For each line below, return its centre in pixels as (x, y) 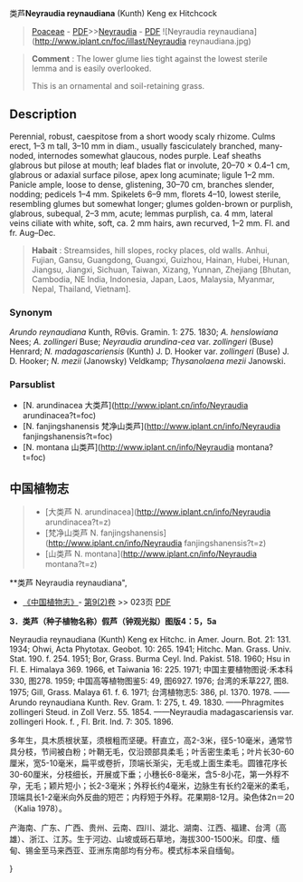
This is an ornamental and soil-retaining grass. (118, 86)
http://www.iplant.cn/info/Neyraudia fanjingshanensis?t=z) (157, 544)
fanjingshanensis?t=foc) (67, 436)
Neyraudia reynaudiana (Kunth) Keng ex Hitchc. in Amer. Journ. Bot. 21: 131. (150, 640)
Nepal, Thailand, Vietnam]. (81, 289)
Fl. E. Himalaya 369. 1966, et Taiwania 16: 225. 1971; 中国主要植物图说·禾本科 (151, 670)
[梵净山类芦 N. (72, 533)
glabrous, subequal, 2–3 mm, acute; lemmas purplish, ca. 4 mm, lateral (141, 213)
